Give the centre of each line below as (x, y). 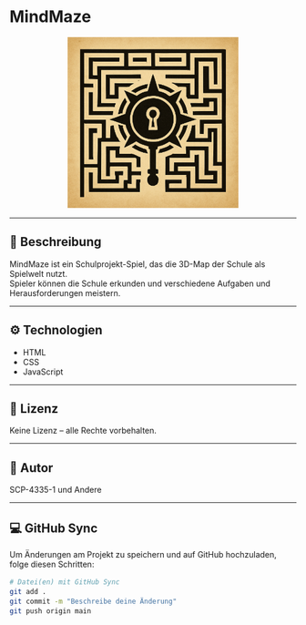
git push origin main (51, 611)
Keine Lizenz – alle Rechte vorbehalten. (83, 431)
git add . (28, 591)
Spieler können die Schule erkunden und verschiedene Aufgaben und (140, 283)
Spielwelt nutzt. (39, 273)
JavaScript (43, 372)
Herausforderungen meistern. (65, 292)
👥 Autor (31, 468)
